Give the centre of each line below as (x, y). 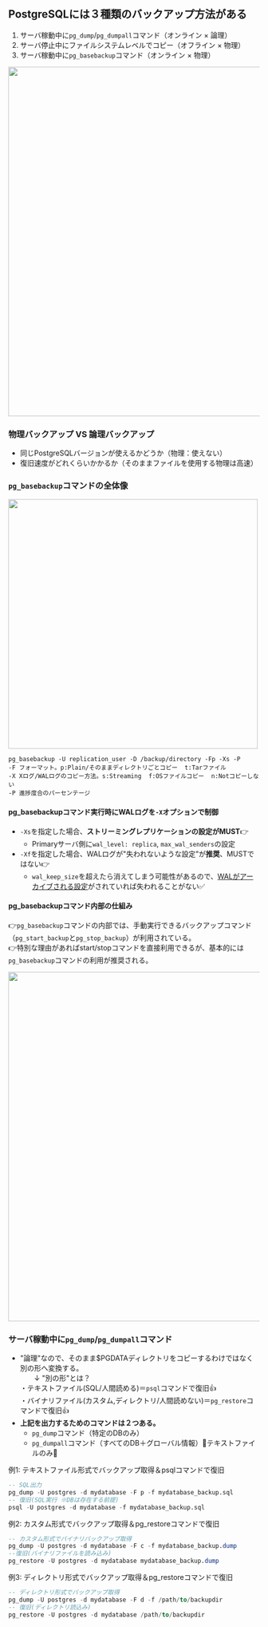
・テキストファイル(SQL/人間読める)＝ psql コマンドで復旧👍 (118, 1388)
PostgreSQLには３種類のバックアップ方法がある (128, 14)
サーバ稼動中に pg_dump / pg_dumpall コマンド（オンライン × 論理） (126, 35)
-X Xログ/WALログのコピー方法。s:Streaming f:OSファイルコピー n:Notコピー (128, 776)
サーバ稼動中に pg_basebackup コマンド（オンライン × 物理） (117, 55)
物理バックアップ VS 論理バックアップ (81, 434)
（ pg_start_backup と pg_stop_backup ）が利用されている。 (102, 938)
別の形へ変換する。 (51, 1368)
